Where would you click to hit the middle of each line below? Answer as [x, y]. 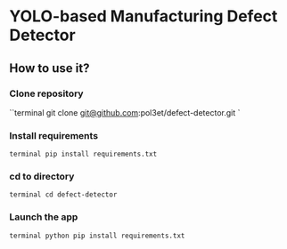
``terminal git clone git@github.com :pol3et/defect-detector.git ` [125, 112]
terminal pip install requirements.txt [83, 154]
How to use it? [49, 68]
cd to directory [42, 177]
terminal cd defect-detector [63, 195]
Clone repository [46, 93]
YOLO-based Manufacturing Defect [143, 16]
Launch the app [44, 217]
